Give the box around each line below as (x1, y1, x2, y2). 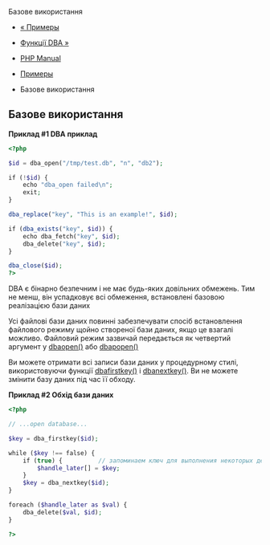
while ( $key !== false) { (8, 449, 95, 457)
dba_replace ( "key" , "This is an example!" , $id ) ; (8, 210, 178, 219)
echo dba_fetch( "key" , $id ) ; (22, 232, 121, 240)
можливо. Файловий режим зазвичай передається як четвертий (8, 333, 231, 344)
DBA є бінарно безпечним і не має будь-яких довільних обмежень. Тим (8, 284, 256, 294)
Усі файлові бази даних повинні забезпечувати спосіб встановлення (8, 316, 243, 326)
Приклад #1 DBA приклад (8, 128, 98, 139)
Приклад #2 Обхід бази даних (8, 390, 114, 400)
